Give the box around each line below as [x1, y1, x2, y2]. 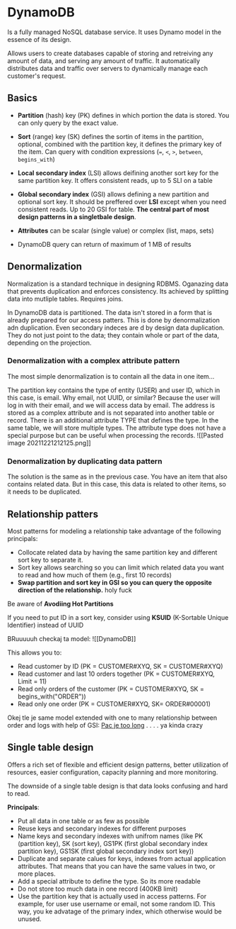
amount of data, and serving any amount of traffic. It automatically [7, 56, 200, 65]
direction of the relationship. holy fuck [17, 586, 132, 594]
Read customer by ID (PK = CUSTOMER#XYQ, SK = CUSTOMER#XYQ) [17, 662, 224, 670]
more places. [17, 869, 56, 878]
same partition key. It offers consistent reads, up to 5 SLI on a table [17, 176, 213, 184]
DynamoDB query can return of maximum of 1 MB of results [17, 240, 192, 248]
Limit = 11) [17, 677, 47, 685]
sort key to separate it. [17, 555, 83, 564]
